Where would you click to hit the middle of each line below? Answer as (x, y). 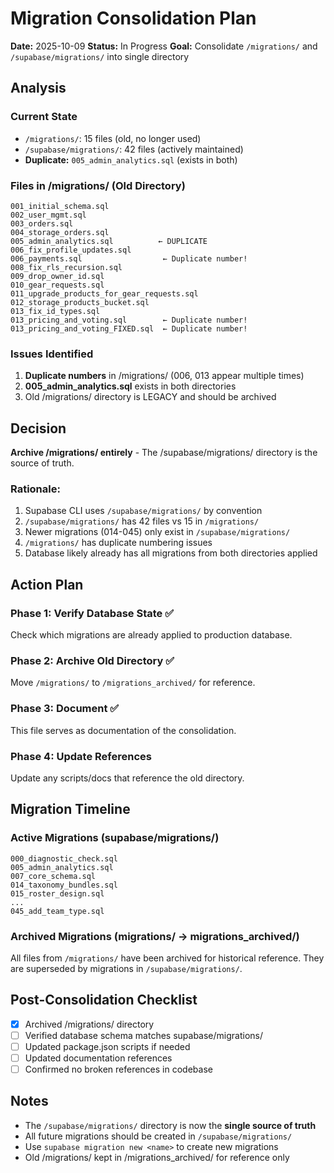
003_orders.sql (42, 223)
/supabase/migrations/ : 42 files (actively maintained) (134, 149)
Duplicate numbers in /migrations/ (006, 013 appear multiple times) (164, 376)
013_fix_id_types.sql (55, 311)
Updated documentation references (98, 1058)
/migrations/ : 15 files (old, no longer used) (113, 138)
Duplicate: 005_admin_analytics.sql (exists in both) (131, 159)
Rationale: (35, 489)
